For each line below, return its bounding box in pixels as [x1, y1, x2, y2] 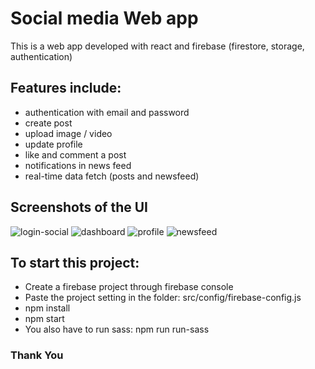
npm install [24, 302, 71, 314]
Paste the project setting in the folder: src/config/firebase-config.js [24, 292, 302, 304]
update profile [24, 138, 83, 150]
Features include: [10, 80, 122, 97]
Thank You [10, 348, 64, 362]
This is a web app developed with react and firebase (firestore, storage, [10, 40, 305, 52]
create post [24, 117, 73, 129]
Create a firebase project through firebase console [24, 281, 234, 293]
